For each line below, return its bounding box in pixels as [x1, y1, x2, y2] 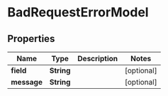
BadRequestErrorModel [7, 4, 149, 21]
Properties [7, 33, 55, 45]
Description [77, 54, 118, 63]
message [11, 78, 43, 87]
